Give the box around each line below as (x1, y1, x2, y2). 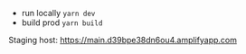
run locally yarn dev (21, 8, 96, 18)
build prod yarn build (21, 17, 103, 28)
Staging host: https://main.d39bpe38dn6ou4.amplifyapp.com (8, 35, 237, 45)
